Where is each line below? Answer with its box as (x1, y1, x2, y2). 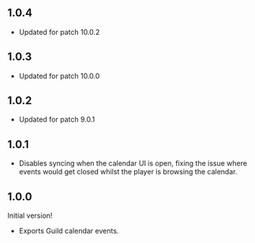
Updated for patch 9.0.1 (18, 114, 96, 125)
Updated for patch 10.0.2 (18, 27, 100, 36)
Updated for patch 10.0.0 (18, 71, 100, 80)
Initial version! (7, 211, 53, 220)
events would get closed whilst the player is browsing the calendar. (18, 167, 238, 177)
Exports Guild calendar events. (18, 226, 119, 236)
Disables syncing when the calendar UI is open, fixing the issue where (18, 159, 248, 168)
